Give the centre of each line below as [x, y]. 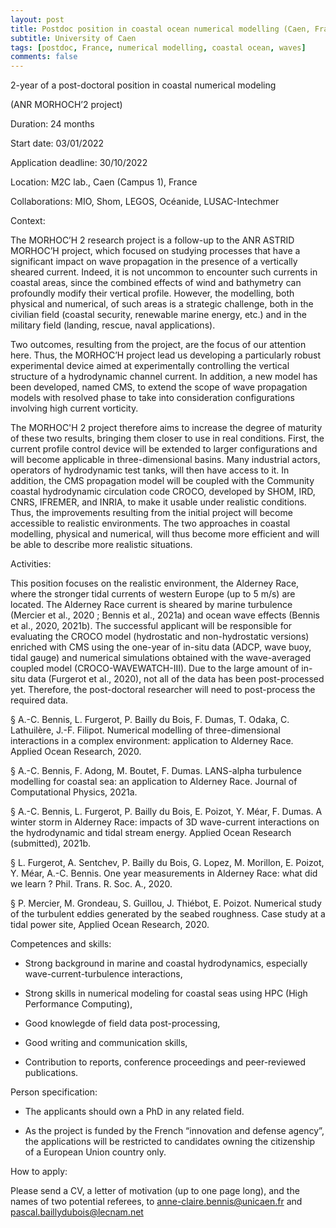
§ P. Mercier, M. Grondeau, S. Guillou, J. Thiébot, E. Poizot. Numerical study [166, 903]
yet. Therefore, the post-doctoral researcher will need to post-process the [163, 690]
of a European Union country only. [95, 1152]
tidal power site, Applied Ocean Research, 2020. [110, 925]
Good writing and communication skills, [106, 1043]
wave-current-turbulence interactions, [103, 974]
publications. [51, 1073]
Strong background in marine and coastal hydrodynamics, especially [166, 963]
